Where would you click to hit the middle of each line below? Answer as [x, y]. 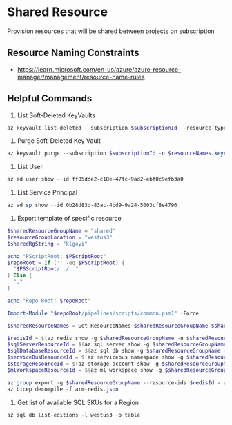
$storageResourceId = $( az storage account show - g [83, 364]
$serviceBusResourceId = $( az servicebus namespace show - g [96, 357]
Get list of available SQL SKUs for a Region [78, 402]
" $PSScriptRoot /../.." [46, 269]
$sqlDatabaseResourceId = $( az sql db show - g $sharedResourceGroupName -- [118, 351]
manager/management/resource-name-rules [81, 77]
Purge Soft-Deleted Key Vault [59, 141]
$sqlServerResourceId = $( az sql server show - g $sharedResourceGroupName [117, 345]
